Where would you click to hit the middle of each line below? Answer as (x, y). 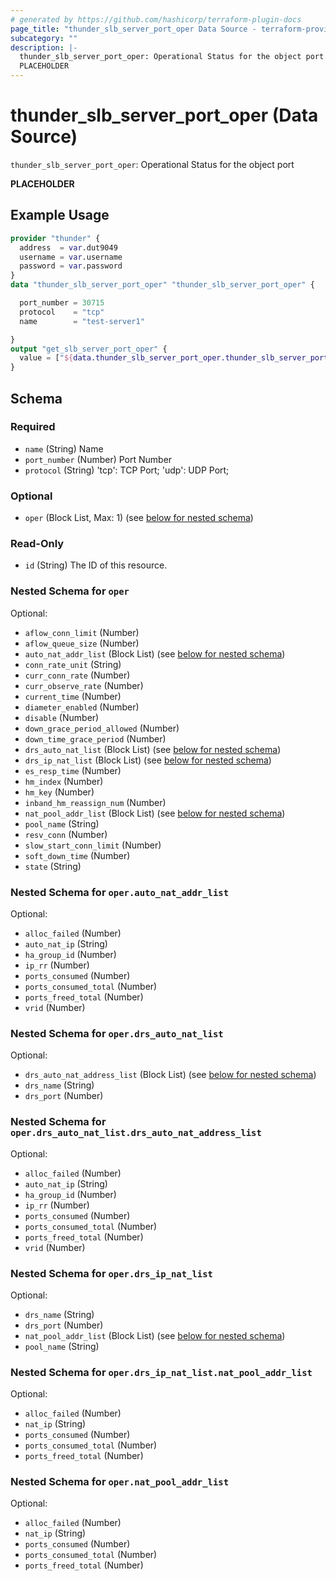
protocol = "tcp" (62, 312)
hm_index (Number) (64, 781)
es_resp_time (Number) (73, 770)
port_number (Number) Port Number (98, 459)
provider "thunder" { (55, 238)
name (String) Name (64, 448)
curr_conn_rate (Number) (77, 675)
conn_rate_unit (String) (73, 664)
